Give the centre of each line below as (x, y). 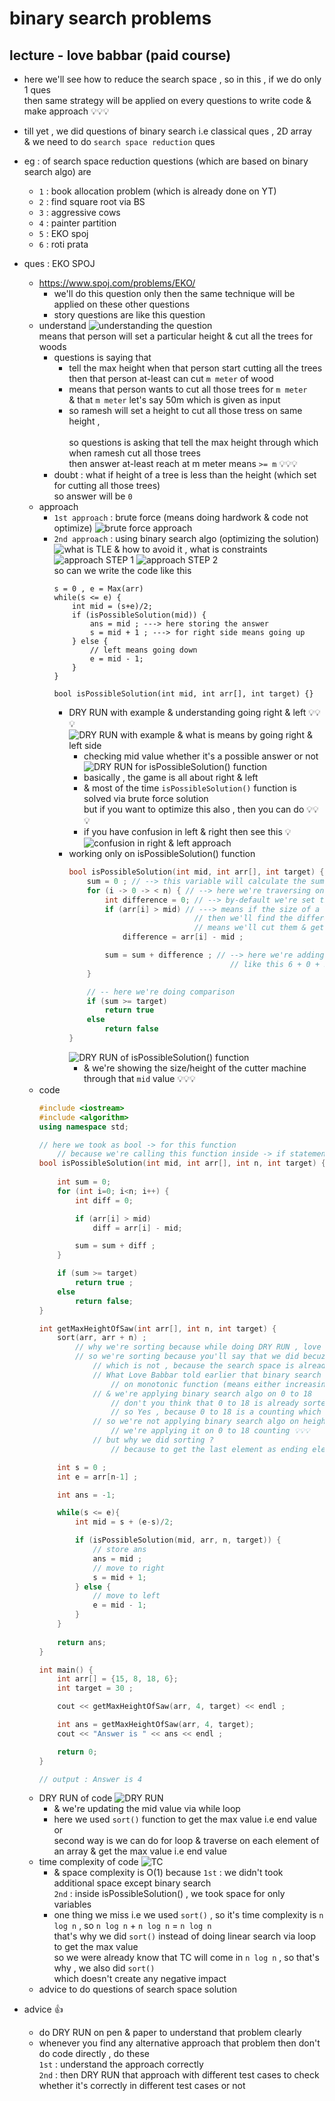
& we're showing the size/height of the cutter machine (195, 1068)
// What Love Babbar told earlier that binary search (207, 1375)
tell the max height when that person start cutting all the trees (195, 368)
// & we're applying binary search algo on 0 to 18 (202, 1393)
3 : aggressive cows (79, 212)
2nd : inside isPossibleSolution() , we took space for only (169, 1894)
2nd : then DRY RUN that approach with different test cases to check (179, 2075)
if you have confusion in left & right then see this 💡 (187, 831)
